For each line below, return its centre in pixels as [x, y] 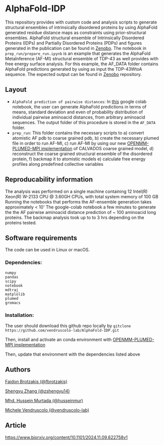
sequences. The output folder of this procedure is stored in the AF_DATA [84, 122]
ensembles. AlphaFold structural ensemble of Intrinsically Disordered [75, 38]
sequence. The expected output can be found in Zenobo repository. [73, 74]
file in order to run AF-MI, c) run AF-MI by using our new [69, 143]
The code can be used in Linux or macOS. [47, 250]
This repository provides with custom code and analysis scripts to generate [81, 22]
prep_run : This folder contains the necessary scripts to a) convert [78, 132]
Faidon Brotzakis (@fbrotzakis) [36, 381]
